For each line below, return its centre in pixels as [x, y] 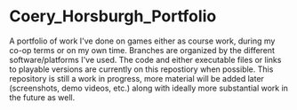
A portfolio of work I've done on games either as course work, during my [142, 41]
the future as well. [42, 97]
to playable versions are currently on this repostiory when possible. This [141, 69]
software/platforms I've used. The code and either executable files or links [145, 59]
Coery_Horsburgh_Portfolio [113, 16]
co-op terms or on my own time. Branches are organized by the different [142, 50]
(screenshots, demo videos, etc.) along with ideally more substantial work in [149, 88]
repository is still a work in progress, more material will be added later [137, 78]
